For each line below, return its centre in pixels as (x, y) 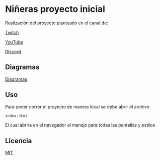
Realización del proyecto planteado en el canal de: (57, 23)
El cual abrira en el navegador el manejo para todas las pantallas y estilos (80, 125)
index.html (16, 116)
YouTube (14, 42)
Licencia (19, 140)
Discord (13, 52)
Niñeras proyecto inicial (55, 9)
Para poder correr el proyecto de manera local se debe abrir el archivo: (78, 107)
